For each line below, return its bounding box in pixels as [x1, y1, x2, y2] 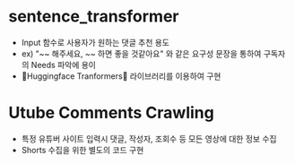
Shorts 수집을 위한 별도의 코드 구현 [21, 144, 144, 155]
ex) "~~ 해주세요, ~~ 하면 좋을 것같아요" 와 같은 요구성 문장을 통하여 [21, 47, 262, 59]
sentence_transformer [8, 6, 179, 27]
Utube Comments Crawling [8, 103, 214, 123]
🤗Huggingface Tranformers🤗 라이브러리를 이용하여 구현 [21, 70, 221, 82]
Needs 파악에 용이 [30, 59, 96, 70]
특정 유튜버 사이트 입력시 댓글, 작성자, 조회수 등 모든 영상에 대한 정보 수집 [21, 133, 277, 144]
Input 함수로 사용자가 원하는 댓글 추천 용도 [21, 37, 169, 47]
